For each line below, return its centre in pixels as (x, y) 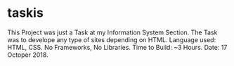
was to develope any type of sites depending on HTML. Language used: (112, 39)
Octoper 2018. (28, 55)
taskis (25, 13)
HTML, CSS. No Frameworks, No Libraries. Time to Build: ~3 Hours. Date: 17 (117, 47)
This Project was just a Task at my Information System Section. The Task (112, 32)
